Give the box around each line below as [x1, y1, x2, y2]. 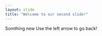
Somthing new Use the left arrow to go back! [5, 25, 97, 31]
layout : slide [5, 7, 35, 12]
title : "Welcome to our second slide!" [5, 12, 88, 17]
